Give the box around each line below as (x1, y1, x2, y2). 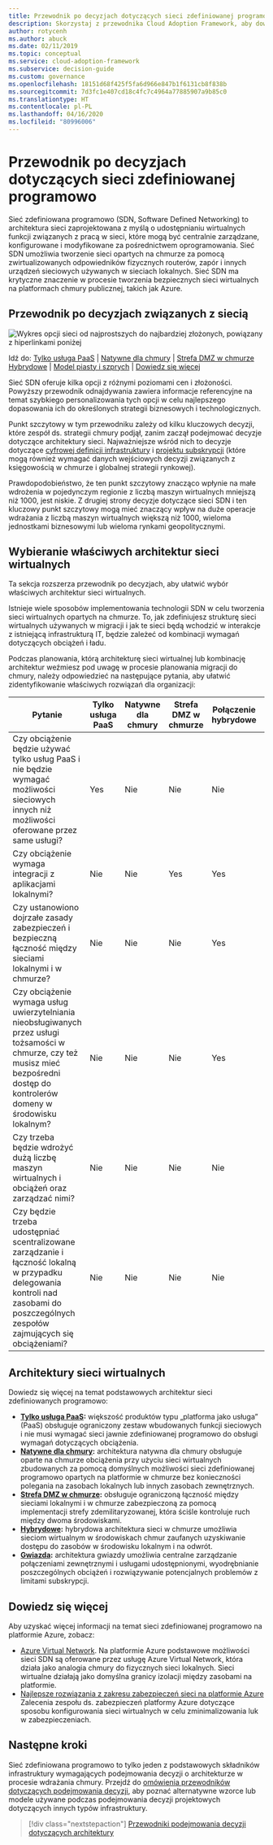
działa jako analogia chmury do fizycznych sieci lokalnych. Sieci (19, 1663, 235, 1673)
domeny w (12, 1098, 53, 1110)
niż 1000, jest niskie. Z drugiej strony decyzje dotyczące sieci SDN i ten (8, 495, 247, 505)
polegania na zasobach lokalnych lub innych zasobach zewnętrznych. (19, 1481, 254, 1491)
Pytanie (32, 709, 63, 721)
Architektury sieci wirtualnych (8, 1366, 166, 1380)
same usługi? (12, 835, 63, 846)
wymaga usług (12, 997, 69, 1008)
